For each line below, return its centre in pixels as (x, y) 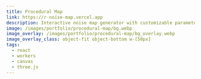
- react (21, 50)
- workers (24, 56)
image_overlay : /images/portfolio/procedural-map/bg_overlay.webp (91, 34)
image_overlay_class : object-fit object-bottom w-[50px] (79, 39)
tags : (13, 45)
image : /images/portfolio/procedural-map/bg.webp (69, 28)
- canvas (22, 61)
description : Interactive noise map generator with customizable (89, 23)
